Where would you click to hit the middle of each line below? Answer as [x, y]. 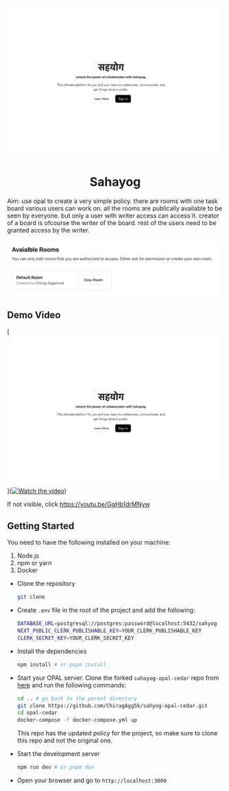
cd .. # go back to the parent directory [77, 698]
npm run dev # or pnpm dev [56, 767]
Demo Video [34, 315]
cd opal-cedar [37, 713]
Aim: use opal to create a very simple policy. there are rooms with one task [112, 201]
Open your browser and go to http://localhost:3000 [92, 781]
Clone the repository [46, 584]
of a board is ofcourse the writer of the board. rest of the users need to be [112, 223]
